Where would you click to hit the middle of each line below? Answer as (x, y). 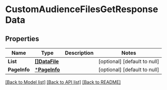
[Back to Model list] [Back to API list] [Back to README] (63, 82)
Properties (22, 39)
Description (79, 53)
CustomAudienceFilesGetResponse (82, 9)
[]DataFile (47, 61)
